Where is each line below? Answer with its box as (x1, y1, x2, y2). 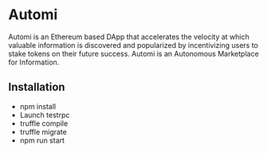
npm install (19, 101, 57, 111)
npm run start (19, 135, 65, 145)
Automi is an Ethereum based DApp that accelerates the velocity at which (8, 32, 249, 41)
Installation (8, 80, 65, 94)
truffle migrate (19, 127, 68, 136)
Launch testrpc (19, 110, 70, 120)
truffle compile (19, 118, 69, 128)
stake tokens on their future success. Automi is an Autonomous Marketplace (8, 49, 259, 58)
